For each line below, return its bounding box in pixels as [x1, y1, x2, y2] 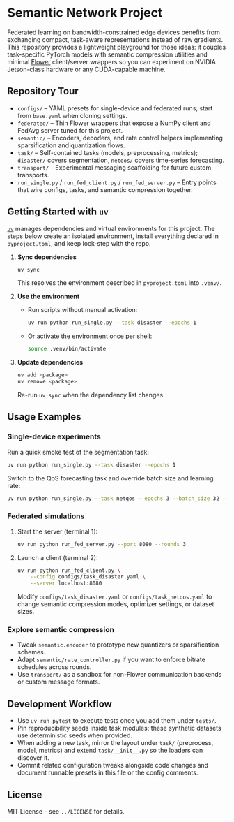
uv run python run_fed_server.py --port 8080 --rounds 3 [17, 541, 187, 548]
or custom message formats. [17, 677, 100, 686]
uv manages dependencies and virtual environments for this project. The [7, 224, 215, 233]
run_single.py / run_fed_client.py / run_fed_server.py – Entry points [17, 178, 217, 186]
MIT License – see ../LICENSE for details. [7, 807, 125, 816]
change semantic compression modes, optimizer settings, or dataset [17, 600, 214, 608]
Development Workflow [7, 698, 113, 710]
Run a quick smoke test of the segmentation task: [7, 448, 150, 456]
